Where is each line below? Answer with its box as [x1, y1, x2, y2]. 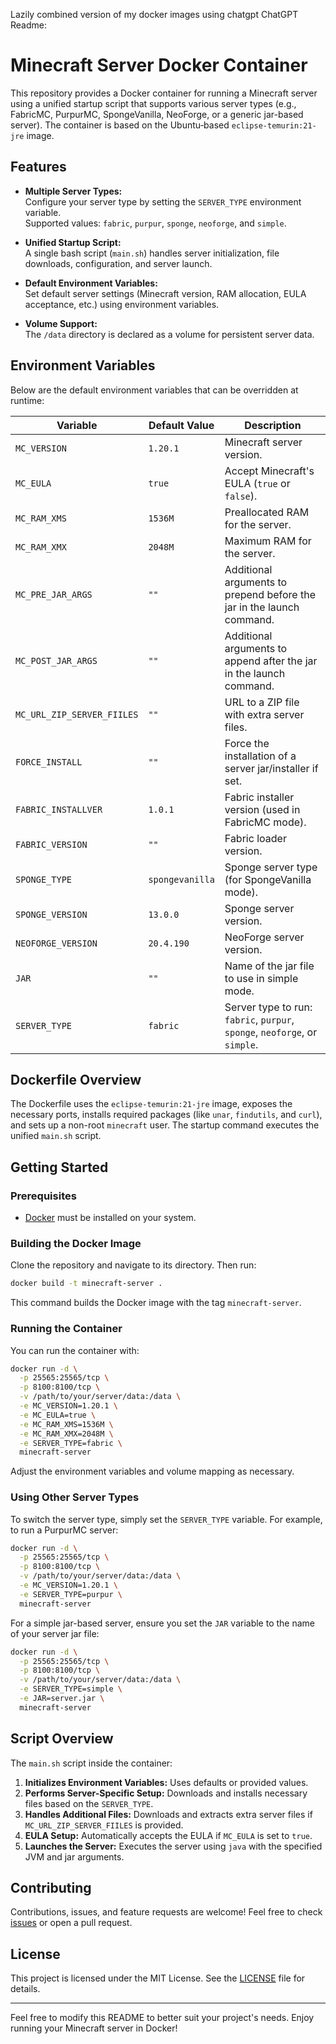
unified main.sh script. [10, 1130, 102, 1142]
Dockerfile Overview [10, 1071, 142, 1088]
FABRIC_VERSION [15, 839, 88, 850]
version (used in [224, 802, 301, 816]
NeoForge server [224, 930, 305, 944]
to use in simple [224, 971, 299, 985]
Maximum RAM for [224, 534, 312, 548]
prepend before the [224, 587, 316, 601]
